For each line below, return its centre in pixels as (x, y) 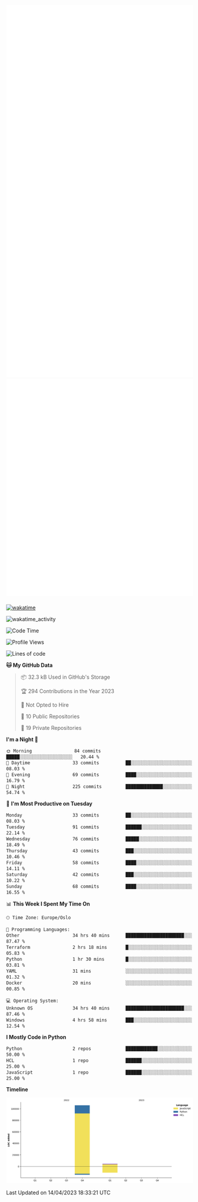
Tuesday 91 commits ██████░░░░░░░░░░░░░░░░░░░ (99, 827)
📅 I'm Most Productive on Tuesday (49, 804)
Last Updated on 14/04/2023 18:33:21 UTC (58, 1192)
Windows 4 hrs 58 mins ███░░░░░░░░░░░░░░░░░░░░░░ (99, 1020)
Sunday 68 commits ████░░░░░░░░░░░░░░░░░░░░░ (99, 887)
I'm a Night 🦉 (22, 739)
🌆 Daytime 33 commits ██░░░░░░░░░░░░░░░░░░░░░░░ (99, 763)
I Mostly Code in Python (36, 1037)
